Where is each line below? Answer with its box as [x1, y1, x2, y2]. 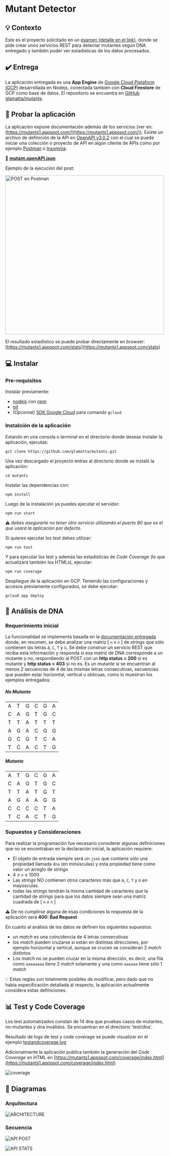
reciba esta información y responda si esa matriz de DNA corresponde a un [5, 650, 163, 656]
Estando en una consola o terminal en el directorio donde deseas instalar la [5, 433, 163, 439]
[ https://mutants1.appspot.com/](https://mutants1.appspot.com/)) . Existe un [5, 129, 163, 135]
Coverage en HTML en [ [5, 1055, 56, 1061]
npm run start [5, 510, 36, 516]
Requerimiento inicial [5, 622, 59, 629]
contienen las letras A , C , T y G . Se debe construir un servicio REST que [5, 645, 153, 651]
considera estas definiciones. [5, 987, 67, 993]
